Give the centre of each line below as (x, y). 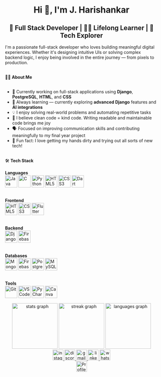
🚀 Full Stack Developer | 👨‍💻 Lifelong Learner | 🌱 (81, 28)
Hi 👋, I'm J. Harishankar (81, 10)
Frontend (15, 200)
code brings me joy (31, 123)
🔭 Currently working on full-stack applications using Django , (72, 92)
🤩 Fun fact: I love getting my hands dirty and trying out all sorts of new (82, 141)
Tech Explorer (81, 35)
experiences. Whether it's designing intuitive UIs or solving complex (73, 52)
